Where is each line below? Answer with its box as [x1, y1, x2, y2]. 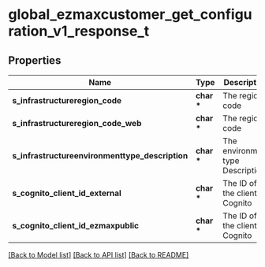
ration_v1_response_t [8, 22, 150, 40]
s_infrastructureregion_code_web [12, 118, 142, 128]
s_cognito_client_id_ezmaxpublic [12, 221, 140, 231]
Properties [8, 54, 62, 67]
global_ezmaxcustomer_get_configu [8, 6, 252, 24]
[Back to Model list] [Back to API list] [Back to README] [8, 250, 189, 259]
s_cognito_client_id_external [12, 187, 122, 198]
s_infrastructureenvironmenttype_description [12, 150, 188, 161]
